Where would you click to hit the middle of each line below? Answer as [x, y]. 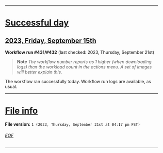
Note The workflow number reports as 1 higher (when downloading [84, 62]
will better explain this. [39, 72]
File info [21, 111]
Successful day [37, 23]
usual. [11, 86]
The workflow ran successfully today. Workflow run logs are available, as [78, 81]
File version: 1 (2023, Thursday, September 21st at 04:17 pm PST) [73, 124]
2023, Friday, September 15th [51, 41]
